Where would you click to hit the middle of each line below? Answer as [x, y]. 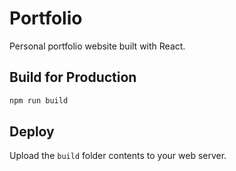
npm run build [39, 100]
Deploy [32, 132]
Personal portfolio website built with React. [97, 46]
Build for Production [73, 77]
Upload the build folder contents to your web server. [118, 156]
